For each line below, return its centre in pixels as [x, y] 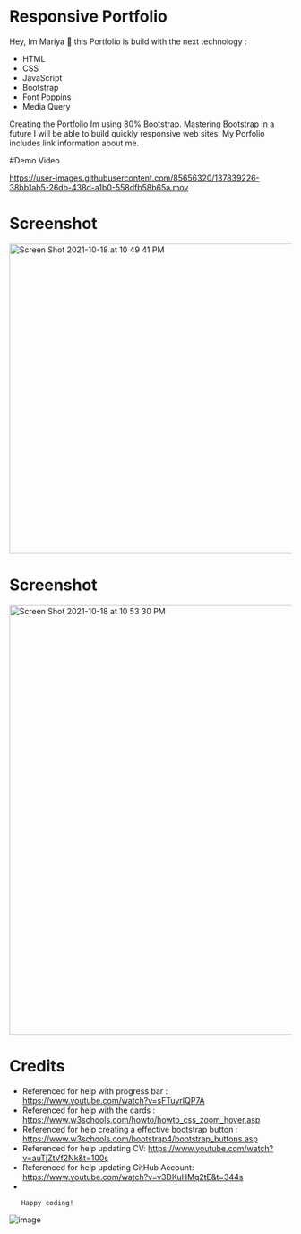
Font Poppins [47, 97]
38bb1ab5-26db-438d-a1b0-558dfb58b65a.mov [99, 187]
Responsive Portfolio [88, 17]
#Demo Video [34, 160]
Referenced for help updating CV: [84, 1148]
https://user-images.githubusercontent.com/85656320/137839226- [134, 178]
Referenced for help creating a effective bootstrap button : [130, 1129]
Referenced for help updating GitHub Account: [108, 1167]
